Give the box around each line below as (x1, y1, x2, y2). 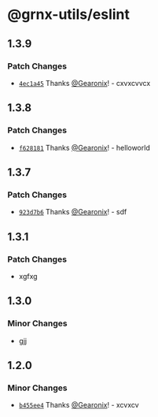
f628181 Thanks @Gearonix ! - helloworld (18, 143, 150, 152)
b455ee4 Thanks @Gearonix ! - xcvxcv (18, 400, 139, 410)
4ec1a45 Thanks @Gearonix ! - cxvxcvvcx (18, 78, 151, 87)
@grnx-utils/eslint (7, 6, 130, 24)
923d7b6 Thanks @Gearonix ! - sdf (18, 207, 127, 217)
